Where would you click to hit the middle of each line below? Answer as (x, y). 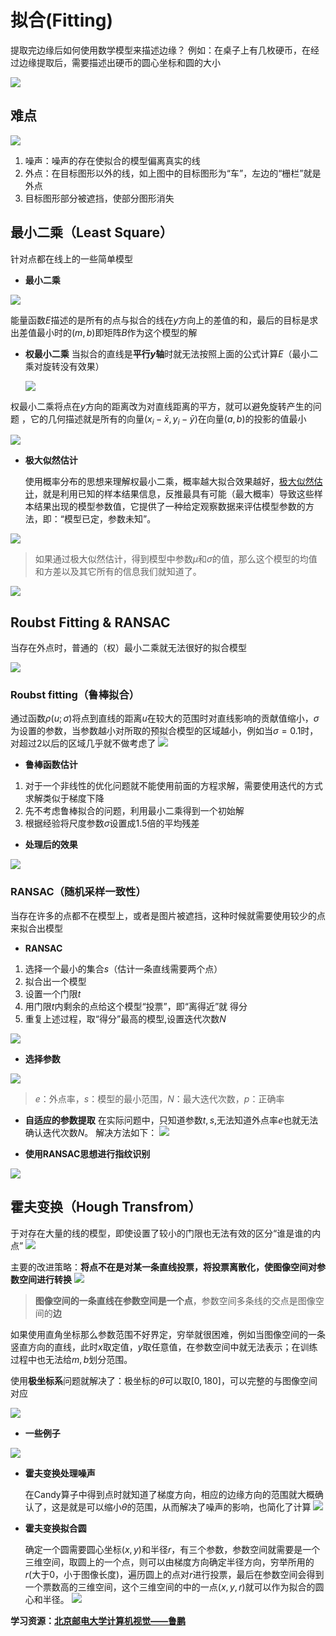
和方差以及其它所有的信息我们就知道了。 (118, 572)
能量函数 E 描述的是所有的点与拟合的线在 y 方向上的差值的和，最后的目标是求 (164, 320)
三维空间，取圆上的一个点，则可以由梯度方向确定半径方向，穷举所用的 (169, 1562)
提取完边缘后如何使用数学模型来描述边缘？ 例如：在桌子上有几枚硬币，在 (160, 50)
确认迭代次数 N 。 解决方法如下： (91, 1132)
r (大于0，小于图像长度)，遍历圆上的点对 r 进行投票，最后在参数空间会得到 (174, 1574)
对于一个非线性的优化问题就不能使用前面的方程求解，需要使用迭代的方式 (173, 786)
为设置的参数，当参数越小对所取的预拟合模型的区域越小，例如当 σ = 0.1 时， (164, 731)
